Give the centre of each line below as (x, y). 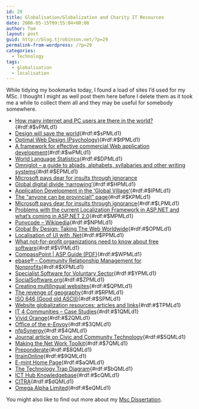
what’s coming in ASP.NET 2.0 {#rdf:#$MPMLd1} (74, 216)
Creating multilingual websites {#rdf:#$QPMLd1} (74, 286)
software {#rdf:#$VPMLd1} (47, 248)
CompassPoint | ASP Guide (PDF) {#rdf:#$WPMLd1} (78, 255)
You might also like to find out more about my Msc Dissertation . (84, 399)
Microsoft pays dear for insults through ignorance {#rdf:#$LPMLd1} (97, 204)
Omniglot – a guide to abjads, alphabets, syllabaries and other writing (100, 165)
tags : (13, 62)
